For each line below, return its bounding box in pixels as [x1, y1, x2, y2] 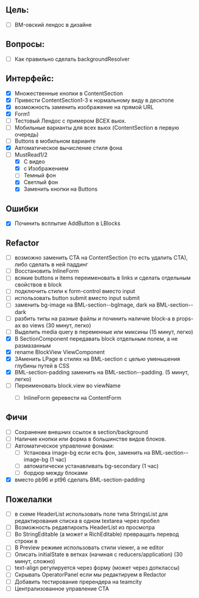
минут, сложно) [14, 558, 55, 565]
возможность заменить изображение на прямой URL [14, 103, 154, 110]
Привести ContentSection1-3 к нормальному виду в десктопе [14, 96, 174, 104]
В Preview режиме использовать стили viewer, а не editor [14, 544, 164, 551]
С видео [23, 158, 45, 165]
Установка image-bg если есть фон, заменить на [23, 449, 150, 456]
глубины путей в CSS [14, 362, 70, 369]
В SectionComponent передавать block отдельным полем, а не [14, 335, 178, 342]
